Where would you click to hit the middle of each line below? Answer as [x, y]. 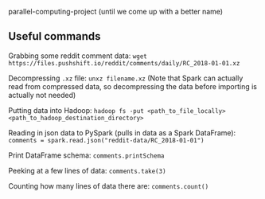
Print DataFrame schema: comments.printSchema [86, 155]
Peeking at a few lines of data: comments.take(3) [87, 170]
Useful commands [55, 36]
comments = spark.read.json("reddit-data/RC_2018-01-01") [106, 140]
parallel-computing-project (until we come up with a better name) [116, 12]
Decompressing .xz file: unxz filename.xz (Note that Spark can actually [126, 78]
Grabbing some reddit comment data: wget [78, 56]
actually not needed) [42, 95]
